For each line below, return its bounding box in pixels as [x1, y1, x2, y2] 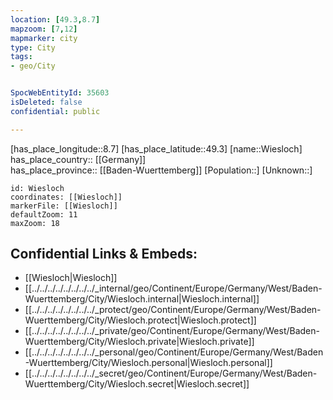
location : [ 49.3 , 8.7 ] [10, 14, 101, 25]
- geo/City [10, 61, 56, 71]
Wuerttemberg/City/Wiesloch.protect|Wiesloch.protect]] [24, 314, 257, 326]
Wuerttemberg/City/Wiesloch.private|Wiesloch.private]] [24, 336, 255, 348]
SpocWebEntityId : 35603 [10, 88, 110, 98]
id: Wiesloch [10, 183, 65, 193]
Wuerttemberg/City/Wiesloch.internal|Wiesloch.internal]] [24, 293, 260, 305]
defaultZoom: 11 [10, 209, 78, 220]
